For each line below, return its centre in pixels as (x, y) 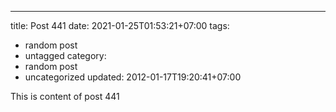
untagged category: (65, 55)
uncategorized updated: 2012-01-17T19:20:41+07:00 (133, 77)
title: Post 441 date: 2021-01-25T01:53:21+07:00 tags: (120, 25)
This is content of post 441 (65, 96)
